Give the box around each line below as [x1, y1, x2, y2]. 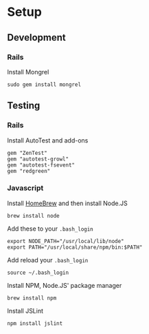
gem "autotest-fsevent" [7, 161, 76, 169]
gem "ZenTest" [7, 149, 48, 156]
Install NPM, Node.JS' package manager [7, 281, 122, 289]
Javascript [7, 183, 44, 193]
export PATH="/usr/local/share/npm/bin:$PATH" [7, 244, 143, 251]
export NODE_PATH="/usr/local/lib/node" [7, 238, 125, 244]
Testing [7, 100, 41, 112]
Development [7, 32, 67, 43]
